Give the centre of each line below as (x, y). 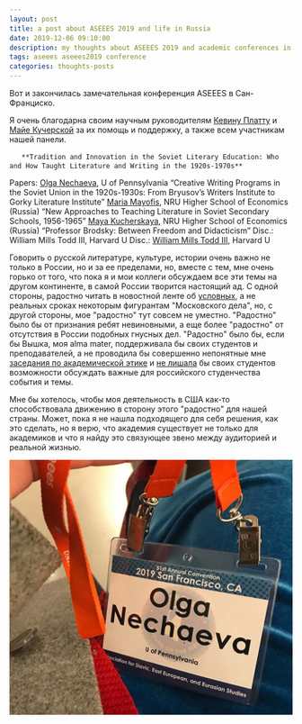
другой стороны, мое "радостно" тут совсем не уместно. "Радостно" (143, 315)
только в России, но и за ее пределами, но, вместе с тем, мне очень (142, 267)
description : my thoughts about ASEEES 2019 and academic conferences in (151, 48)
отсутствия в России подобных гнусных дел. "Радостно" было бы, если (147, 334)
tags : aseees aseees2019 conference (78, 57)
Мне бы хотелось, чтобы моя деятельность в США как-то (120, 399)
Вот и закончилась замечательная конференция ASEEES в (121, 93)
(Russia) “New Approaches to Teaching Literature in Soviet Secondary (139, 211)
